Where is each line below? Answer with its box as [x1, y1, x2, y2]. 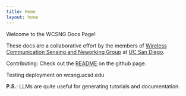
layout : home [6, 14, 39, 20]
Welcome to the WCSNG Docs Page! [6, 30, 96, 37]
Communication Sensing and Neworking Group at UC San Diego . [6, 48, 165, 55]
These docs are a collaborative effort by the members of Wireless [6, 42, 168, 49]
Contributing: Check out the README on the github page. [6, 60, 147, 67]
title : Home [6, 8, 36, 15]
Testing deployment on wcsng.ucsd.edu [6, 71, 105, 78]
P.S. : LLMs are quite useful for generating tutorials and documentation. [6, 82, 180, 89]
